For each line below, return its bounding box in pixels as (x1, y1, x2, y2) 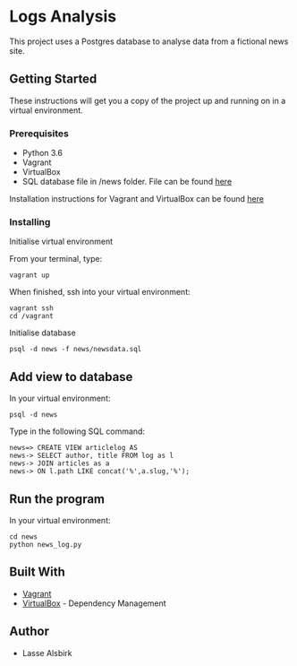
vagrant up (9, 271, 50, 280)
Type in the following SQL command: (9, 426, 146, 437)
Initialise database (9, 327, 76, 338)
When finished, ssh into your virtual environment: (9, 287, 191, 298)
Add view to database (9, 369, 133, 385)
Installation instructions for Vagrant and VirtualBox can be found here (9, 194, 264, 204)
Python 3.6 (21, 148, 63, 159)
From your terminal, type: (9, 254, 103, 264)
